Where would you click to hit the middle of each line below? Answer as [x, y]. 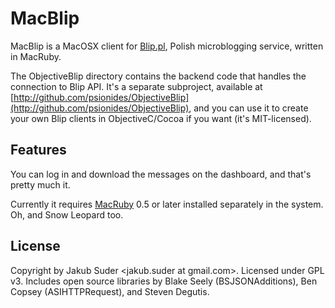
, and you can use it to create [248, 108]
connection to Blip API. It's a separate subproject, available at [136, 86]
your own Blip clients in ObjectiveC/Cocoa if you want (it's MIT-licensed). [161, 118]
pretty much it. [40, 184]
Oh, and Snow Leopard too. [67, 214]
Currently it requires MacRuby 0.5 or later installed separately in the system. [167, 204]
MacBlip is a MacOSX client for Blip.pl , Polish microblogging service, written [167, 46]
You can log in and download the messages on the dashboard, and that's [161, 174]
